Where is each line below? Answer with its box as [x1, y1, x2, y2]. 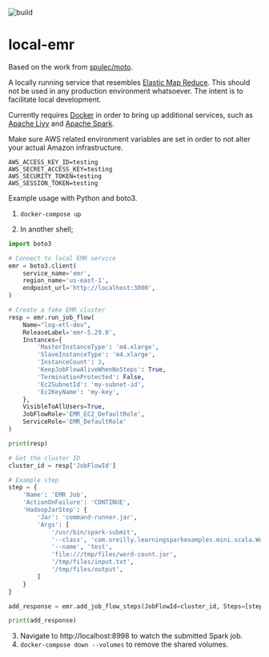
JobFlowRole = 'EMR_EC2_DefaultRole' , [22, 410, 146, 418]
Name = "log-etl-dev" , [22, 320, 91, 328]
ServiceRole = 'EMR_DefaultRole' [22, 417, 127, 426]
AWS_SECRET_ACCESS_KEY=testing [8, 165, 113, 173]
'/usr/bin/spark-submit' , [50, 528, 138, 536]
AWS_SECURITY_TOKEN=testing [8, 172, 102, 180]
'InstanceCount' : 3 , [37, 358, 106, 366]
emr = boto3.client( [8, 261, 78, 270]
